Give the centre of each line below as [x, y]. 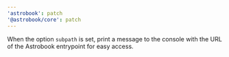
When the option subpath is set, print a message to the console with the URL [115, 39]
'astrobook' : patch [35, 13]
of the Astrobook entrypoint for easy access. [70, 46]
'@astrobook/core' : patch [44, 20]
